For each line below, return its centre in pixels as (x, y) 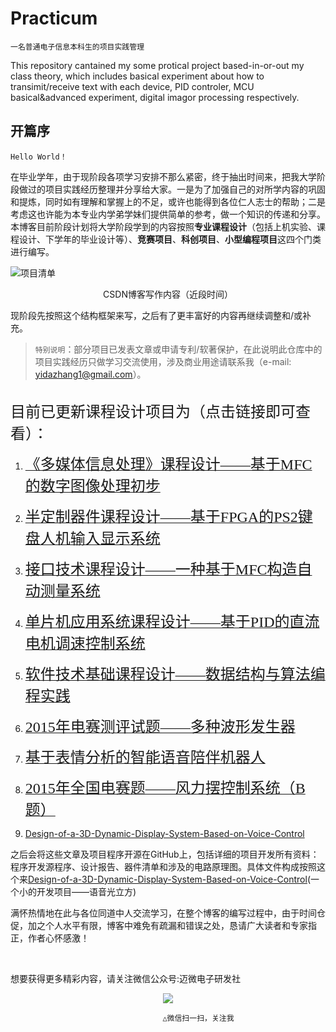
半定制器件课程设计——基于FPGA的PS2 (161, 517)
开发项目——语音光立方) (86, 891)
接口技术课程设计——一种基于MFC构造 (161, 569)
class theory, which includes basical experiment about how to (137, 76)
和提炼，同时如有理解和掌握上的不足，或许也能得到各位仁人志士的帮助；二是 (168, 201)
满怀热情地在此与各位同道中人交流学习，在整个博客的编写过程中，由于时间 (163, 913)
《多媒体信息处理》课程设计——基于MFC (168, 464)
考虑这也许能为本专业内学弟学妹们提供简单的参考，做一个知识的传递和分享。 (168, 214)
